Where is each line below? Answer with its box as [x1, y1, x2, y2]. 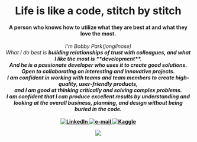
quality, [58, 80, 78, 87]
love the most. [80, 30, 117, 37]
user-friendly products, [78, 80, 138, 87]
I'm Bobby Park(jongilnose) [64, 43, 132, 50]
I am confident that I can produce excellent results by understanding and [7, 93, 190, 100]
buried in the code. [75, 105, 122, 112]
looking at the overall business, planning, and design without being [13, 99, 183, 106]
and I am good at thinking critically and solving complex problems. [14, 86, 182, 93]
